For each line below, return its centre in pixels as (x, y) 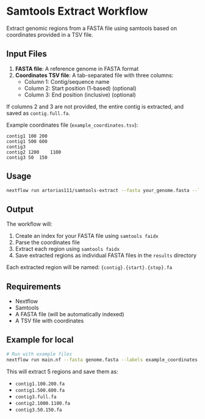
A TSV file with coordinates (49, 321)
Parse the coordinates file (48, 242)
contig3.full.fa (36, 397)
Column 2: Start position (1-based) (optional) (80, 88)
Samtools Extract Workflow (77, 11)
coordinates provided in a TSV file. (50, 34)
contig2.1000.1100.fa (42, 403)
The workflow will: (29, 224)
